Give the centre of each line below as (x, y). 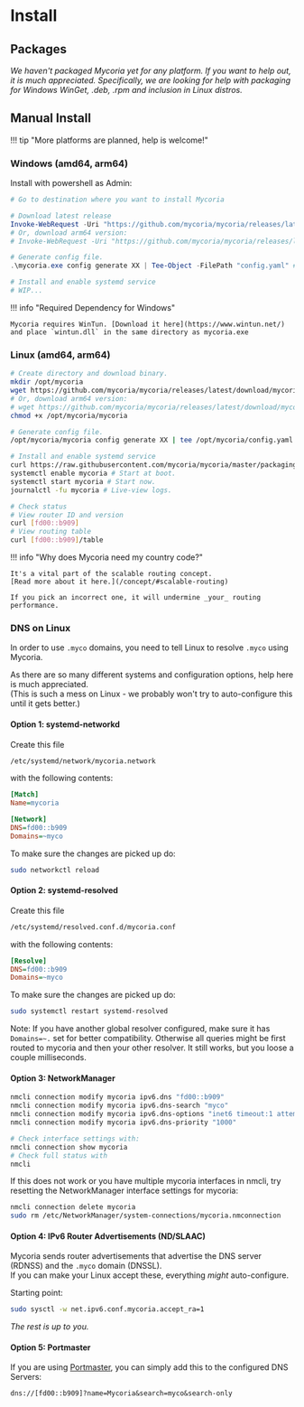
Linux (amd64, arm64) (60, 355)
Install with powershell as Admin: (71, 183)
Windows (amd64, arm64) (69, 163)
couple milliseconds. (48, 1058)
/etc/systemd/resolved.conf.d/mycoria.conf (93, 927)
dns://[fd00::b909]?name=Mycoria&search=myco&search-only (121, 1393)
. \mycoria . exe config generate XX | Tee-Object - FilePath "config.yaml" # (154, 266)
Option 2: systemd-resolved (64, 890)
